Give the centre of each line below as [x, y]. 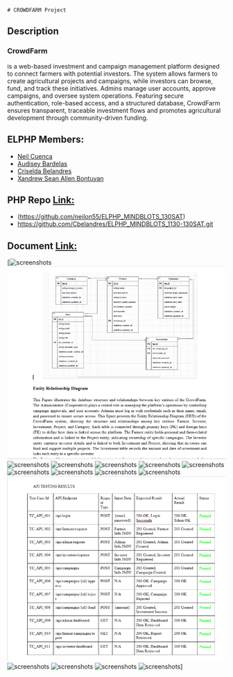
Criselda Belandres [44, 171]
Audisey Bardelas [42, 164]
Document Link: [42, 246]
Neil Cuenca [35, 156]
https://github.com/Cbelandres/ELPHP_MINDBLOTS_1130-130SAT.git [115, 224]
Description [33, 32]
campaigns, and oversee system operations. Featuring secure [95, 96]
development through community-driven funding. [78, 118]
